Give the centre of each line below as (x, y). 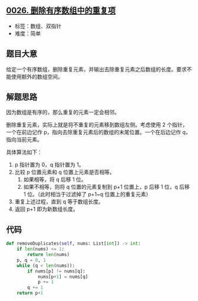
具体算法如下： (24, 152)
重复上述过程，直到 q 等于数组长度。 (59, 202)
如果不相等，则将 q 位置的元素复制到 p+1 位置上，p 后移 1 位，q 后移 (107, 187)
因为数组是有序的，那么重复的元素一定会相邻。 (63, 112)
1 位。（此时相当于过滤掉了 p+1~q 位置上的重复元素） (87, 195)
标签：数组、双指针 (38, 26)
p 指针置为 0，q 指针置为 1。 (49, 165)
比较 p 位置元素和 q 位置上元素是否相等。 (65, 172)
